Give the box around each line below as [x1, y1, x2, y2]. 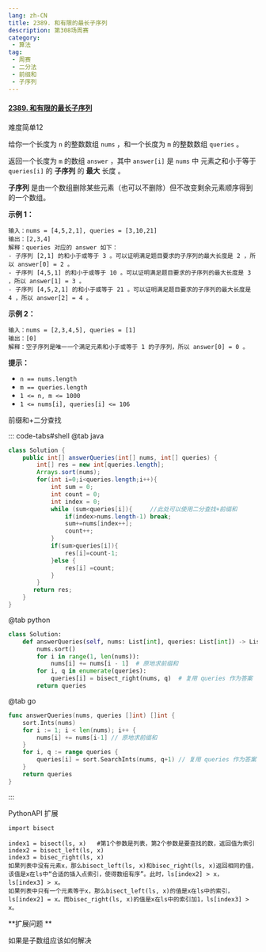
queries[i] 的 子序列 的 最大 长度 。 [8, 165, 125, 175]
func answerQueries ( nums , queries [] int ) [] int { [8, 711, 176, 719]
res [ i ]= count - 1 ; [64, 549, 119, 557]
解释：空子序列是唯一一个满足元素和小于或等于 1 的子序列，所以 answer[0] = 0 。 [8, 343, 249, 351]
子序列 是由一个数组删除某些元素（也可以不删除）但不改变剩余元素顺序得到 [8, 183, 253, 192]
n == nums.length [19, 375, 78, 383]
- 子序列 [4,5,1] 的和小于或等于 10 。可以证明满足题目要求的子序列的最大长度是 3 [8, 268, 252, 277]
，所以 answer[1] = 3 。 [8, 277, 85, 285]
